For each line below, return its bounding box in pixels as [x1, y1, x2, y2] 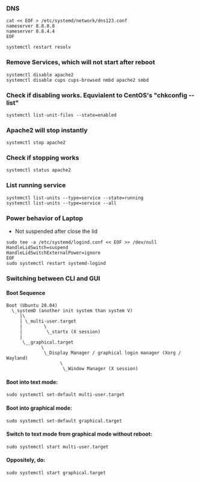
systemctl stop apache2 [6, 140, 66, 146]
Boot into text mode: [6, 378, 58, 386]
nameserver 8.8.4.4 [6, 28, 55, 34]
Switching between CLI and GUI [6, 274, 100, 282]
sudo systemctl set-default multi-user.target [6, 392, 125, 398]
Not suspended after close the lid [14, 227, 98, 235]
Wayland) [6, 355, 28, 362]
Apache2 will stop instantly [6, 126, 88, 134]
